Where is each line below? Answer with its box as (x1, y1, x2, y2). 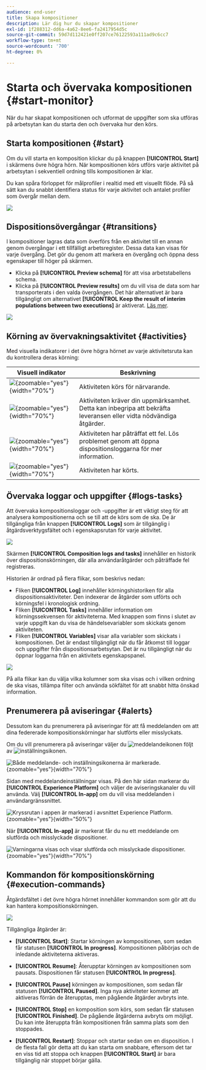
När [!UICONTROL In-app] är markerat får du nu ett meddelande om (6, 827, 179, 834)
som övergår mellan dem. (6, 192, 71, 200)
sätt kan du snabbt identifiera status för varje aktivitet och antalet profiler (6, 186, 191, 193)
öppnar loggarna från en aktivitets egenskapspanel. (15, 651, 146, 659)
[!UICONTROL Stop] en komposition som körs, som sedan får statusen (15, 1006, 194, 1013)
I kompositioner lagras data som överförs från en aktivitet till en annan (6, 238, 183, 245)
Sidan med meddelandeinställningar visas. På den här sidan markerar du (6, 777, 189, 784)
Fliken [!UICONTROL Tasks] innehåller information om (15, 606, 153, 613)
